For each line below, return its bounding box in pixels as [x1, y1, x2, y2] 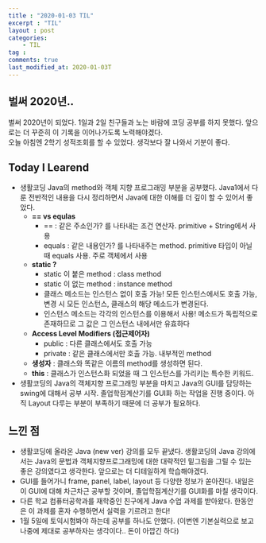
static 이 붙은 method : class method [43, 270, 162, 279]
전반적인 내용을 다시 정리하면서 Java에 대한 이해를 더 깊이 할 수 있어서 [28, 192, 245, 203]
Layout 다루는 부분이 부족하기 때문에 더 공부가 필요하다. [28, 398, 201, 408]
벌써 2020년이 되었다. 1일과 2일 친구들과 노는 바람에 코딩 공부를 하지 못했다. [8, 117, 244, 127]
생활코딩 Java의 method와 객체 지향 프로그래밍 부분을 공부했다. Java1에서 [19, 183, 250, 192]
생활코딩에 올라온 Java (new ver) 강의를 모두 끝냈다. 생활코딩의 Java [19, 447, 235, 456]
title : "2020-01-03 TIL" [8, 11, 94, 20]
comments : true [8, 56, 59, 64]
